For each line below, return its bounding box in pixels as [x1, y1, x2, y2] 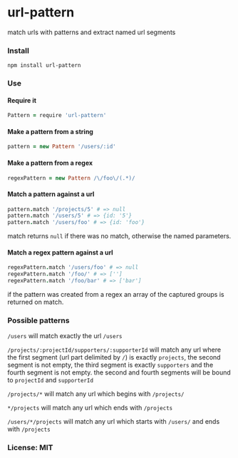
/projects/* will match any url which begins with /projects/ [7, 390, 185, 398]
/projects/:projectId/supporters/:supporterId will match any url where [7, 345, 222, 354]
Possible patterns [7, 315, 70, 325]
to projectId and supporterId [7, 376, 94, 385]
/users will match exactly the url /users [7, 332, 123, 340]
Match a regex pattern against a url [7, 248, 113, 257]
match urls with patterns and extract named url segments [7, 28, 176, 36]
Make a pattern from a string [7, 127, 94, 136]
